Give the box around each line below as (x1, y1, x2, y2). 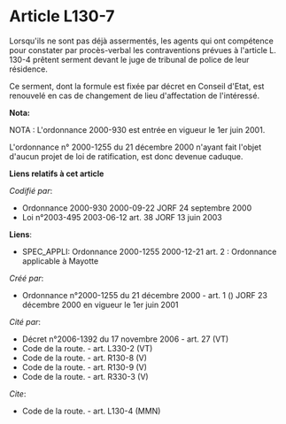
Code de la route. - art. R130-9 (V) (21, 361, 148, 373)
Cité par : (9, 316, 42, 327)
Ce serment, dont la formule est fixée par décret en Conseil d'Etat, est (9, 81, 265, 91)
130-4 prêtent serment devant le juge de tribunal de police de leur (9, 54, 250, 65)
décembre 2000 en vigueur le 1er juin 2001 (21, 299, 179, 310)
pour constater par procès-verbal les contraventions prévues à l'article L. (9, 44, 277, 55)
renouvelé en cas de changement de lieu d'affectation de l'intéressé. (9, 90, 259, 101)
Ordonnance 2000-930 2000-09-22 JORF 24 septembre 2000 (21, 202, 252, 213)
